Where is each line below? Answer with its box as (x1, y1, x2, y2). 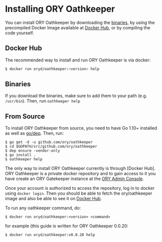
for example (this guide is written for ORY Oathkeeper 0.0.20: (5, 223, 129, 229)
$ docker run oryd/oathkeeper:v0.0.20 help (5, 233, 95, 238)
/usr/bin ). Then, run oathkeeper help (5, 98, 81, 104)
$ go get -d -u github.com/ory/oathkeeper (5, 140, 93, 145)
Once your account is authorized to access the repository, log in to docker (5, 185, 155, 191)
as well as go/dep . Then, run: (5, 130, 64, 136)
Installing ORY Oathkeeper (5, 3, 115, 15)
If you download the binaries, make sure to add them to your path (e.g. (5, 93, 147, 99)
